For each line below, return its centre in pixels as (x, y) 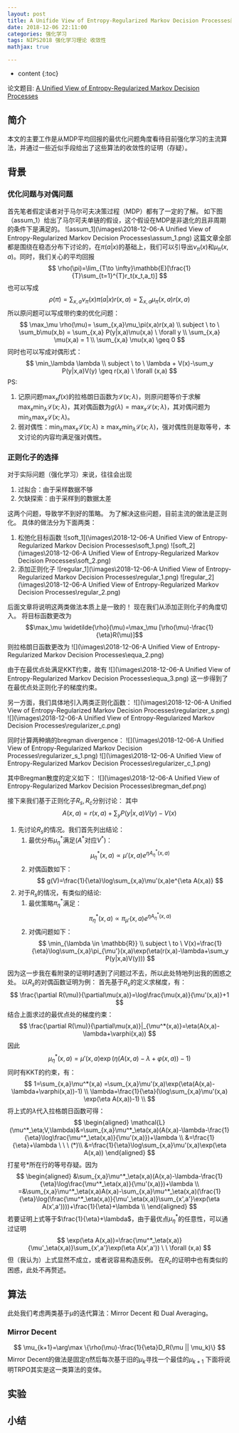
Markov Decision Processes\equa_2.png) (104, 654)
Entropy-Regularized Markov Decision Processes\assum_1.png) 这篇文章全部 (119, 238)
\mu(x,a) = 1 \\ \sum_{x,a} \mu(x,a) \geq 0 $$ (119, 340)
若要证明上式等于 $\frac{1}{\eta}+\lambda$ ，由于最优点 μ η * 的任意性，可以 (115, 1219)
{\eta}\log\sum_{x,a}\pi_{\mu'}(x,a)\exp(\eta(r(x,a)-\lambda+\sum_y (130, 951)
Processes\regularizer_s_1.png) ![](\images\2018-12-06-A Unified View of (115, 755)
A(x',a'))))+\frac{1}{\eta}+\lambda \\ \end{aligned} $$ (119, 1206)
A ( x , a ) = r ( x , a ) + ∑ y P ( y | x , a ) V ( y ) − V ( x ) (119, 814)
